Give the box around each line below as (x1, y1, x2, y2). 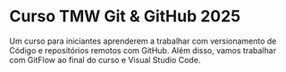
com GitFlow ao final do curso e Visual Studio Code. (9, 54, 201, 65)
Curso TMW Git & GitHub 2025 (9, 6, 241, 27)
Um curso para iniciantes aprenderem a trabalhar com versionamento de (9, 36, 277, 46)
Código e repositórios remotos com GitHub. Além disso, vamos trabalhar (9, 44, 277, 55)
